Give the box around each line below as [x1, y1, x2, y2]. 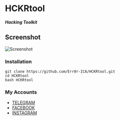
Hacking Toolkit [5, 19, 38, 25]
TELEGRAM [12, 100, 35, 105]
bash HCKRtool [5, 77, 34, 82]
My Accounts [5, 89, 37, 95]
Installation [5, 58, 32, 65]
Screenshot [5, 33, 41, 42]
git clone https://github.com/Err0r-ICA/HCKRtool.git [5, 69, 116, 74]
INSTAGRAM [12, 110, 37, 116]
